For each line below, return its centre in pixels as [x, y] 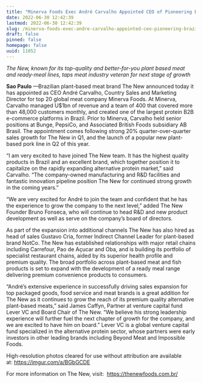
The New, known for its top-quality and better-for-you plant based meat [96, 68]
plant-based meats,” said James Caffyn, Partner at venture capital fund [94, 305]
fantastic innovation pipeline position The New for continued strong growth [99, 181]
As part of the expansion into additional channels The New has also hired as [100, 230]
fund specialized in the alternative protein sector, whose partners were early [101, 331]
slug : [13, 29]
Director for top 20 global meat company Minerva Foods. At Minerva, [92, 99]
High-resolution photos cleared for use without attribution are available [94, 355]
